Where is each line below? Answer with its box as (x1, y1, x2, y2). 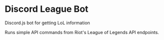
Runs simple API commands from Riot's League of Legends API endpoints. (5, 29, 159, 35)
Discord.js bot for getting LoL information (5, 20, 90, 26)
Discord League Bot (5, 3, 89, 15)
